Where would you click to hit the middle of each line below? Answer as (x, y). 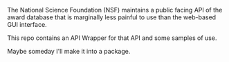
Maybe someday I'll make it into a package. (69, 51)
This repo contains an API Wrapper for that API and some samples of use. (112, 38)
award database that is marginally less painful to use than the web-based (112, 17)
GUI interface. (27, 24)
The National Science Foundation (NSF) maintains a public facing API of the (115, 10)
